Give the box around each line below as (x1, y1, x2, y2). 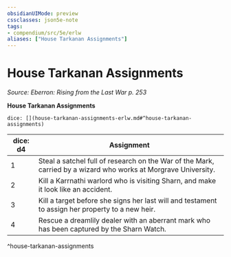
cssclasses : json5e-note (7, 17, 78, 23)
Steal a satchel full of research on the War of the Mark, (38, 156, 214, 166)
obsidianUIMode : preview (7, 10, 78, 17)
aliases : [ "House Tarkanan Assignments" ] (7, 36, 128, 43)
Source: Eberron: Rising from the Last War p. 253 (7, 88, 147, 96)
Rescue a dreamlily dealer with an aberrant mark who (38, 216, 211, 225)
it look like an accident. (38, 185, 113, 194)
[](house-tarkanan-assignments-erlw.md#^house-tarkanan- (25, 115, 192, 122)
